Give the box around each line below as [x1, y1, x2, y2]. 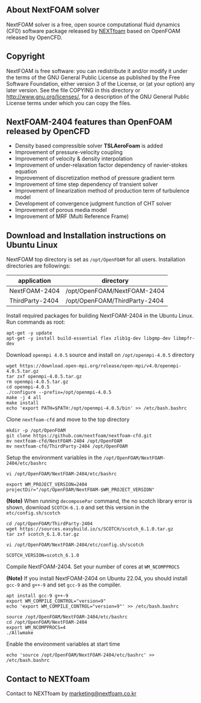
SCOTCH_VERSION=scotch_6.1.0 [6, 553, 79, 559]
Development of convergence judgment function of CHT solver [14, 200, 172, 207]
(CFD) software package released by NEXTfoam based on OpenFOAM [6, 27, 181, 34]
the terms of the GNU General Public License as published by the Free [6, 74, 181, 81]
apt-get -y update [6, 330, 52, 336]
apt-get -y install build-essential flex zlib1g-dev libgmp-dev [6, 335, 171, 342]
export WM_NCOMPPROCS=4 [6, 624, 66, 631]
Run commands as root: [6, 318, 66, 326]
